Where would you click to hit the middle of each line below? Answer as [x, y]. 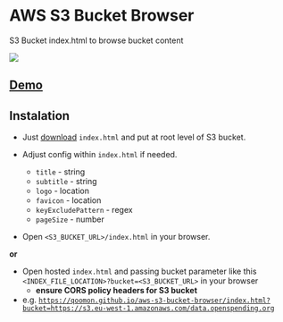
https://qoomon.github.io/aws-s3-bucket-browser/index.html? [154, 301]
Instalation [39, 116]
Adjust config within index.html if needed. [100, 155]
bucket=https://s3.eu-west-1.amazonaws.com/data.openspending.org [148, 309]
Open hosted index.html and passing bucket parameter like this [139, 271]
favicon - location [68, 200]
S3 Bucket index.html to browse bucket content [96, 40]
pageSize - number [70, 219]
